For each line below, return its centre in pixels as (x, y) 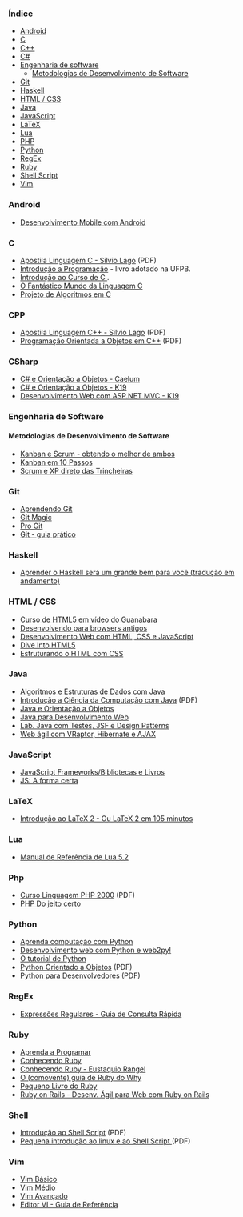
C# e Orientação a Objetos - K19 (73, 387)
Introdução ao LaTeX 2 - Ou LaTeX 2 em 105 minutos (106, 819)
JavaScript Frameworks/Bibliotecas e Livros (92, 772)
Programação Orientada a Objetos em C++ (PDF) (101, 341)
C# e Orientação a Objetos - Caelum (80, 379)
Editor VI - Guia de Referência (69, 1205)
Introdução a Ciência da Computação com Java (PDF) (109, 699)
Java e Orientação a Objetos (67, 708)
